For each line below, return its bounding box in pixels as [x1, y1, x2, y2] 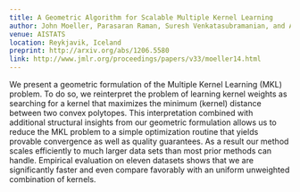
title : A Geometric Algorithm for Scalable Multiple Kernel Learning [9, 13, 274, 22]
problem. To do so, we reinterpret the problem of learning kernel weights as [9, 88, 287, 99]
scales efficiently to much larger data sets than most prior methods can [9, 146, 272, 156]
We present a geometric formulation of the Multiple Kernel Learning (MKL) [9, 79, 283, 89]
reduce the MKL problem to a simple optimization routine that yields [9, 127, 259, 137]
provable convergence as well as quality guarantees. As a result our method [9, 136, 289, 146]
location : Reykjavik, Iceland [9, 38, 122, 47]
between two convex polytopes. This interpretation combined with [9, 108, 254, 118]
